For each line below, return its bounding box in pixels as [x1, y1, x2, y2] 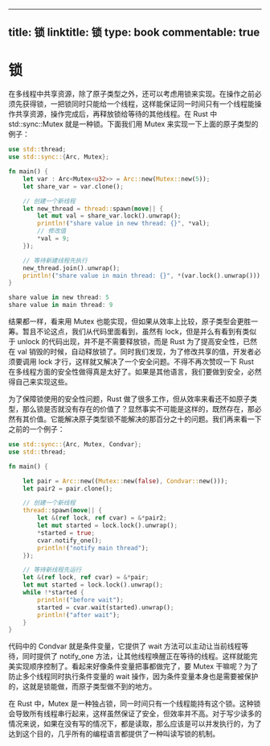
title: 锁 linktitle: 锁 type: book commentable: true [8, 26, 260, 39]
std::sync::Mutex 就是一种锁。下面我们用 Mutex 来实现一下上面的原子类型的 [8, 119, 259, 129]
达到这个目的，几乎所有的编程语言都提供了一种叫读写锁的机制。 [8, 729, 219, 739]
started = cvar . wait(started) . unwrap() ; [37, 603, 174, 611]
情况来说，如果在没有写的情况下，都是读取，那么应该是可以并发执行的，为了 [8, 719, 262, 729]
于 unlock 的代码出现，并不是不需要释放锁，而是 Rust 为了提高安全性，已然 [8, 337, 258, 346]
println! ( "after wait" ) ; [37, 611, 121, 619]
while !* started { [22, 589, 84, 597]
